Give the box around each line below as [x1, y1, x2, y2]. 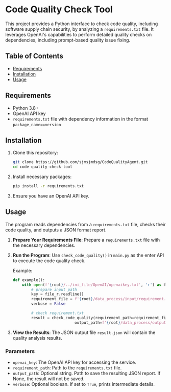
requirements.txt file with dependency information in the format [12, 115, 149, 122]
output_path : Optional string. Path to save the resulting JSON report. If [12, 370, 161, 376]
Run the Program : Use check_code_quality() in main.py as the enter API [12, 252, 164, 258]
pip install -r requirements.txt [12, 184, 84, 189]
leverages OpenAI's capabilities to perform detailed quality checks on [5, 31, 152, 37]
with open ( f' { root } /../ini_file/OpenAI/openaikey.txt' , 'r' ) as [22, 282, 162, 287]
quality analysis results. [12, 335, 62, 341]
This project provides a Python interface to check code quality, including [5, 21, 158, 27]
